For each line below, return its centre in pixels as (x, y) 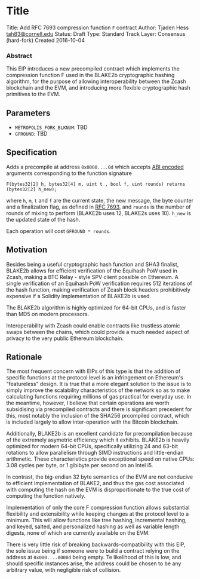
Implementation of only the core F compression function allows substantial (98, 508)
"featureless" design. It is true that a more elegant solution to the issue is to (99, 384)
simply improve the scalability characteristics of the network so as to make (98, 390)
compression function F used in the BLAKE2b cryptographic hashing (90, 75)
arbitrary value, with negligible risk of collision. (64, 570)
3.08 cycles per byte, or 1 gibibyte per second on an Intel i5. (80, 465)
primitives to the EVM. (33, 94)
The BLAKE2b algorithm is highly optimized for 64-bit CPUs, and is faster (96, 307)
